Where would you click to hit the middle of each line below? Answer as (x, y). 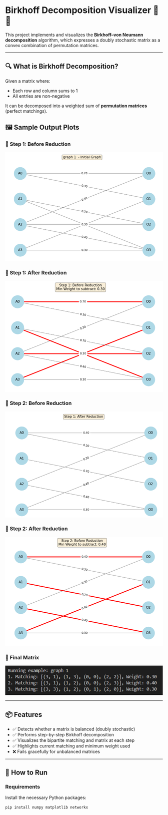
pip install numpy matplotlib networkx (47, 807)
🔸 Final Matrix (22, 657)
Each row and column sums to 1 (45, 91)
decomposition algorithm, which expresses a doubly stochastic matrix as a (83, 40)
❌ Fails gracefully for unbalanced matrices (56, 752)
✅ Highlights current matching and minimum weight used (71, 746)
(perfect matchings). (26, 111)
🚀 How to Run (26, 772)
